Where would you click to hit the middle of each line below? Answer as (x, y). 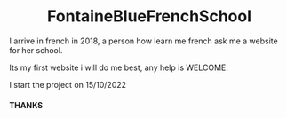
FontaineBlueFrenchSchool (149, 16)
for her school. (36, 50)
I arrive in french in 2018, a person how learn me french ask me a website (143, 41)
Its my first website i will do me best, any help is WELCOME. (119, 67)
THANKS (26, 105)
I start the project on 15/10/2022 (68, 84)
